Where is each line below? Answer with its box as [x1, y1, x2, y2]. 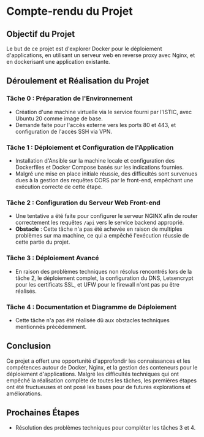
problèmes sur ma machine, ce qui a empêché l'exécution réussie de [15, 232, 189, 239]
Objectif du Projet [6, 29, 75, 39]
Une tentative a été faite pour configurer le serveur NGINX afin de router [15, 212, 198, 220]
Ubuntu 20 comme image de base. [15, 115, 103, 122]
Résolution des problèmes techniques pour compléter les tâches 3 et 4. [15, 423, 196, 431]
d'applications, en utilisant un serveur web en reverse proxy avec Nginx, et [6, 52, 195, 59]
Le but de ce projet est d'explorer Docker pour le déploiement [6, 45, 162, 52]
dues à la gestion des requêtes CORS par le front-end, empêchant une [15, 176, 194, 184]
